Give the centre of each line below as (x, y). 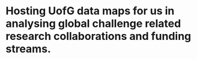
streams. (29, 49)
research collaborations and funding (98, 36)
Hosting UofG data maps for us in (90, 11)
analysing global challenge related (93, 24)
